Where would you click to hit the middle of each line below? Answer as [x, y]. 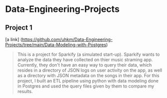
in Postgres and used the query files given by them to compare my [86, 86]
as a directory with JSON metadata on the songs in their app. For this [88, 75]
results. [25, 91]
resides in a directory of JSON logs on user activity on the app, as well [90, 70]
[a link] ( [14, 39]
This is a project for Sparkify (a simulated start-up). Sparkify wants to [88, 54]
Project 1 [19, 28]
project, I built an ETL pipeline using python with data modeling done [88, 81]
